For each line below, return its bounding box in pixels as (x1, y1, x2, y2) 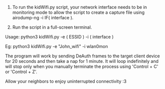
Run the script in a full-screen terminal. (12, 24, 92, 30)
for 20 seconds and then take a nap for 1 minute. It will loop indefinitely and (5, 58, 159, 64)
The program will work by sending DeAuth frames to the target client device (5, 53, 160, 59)
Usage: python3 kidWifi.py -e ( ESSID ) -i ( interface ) (5, 34, 114, 40)
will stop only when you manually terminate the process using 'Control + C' (5, 64, 159, 69)
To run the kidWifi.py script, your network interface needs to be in (12, 4, 147, 10)
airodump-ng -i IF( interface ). (12, 15, 74, 20)
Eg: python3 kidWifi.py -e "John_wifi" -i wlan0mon (5, 44, 108, 49)
